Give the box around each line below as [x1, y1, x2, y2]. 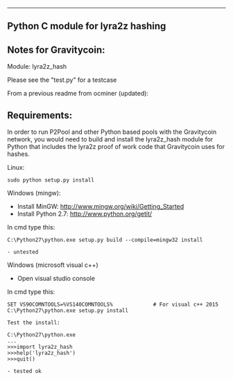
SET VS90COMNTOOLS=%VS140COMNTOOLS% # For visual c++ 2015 [7, 301, 218, 309]
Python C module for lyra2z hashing [7, 20, 166, 32]
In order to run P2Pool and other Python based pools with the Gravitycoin [7, 128, 217, 136]
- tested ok [7, 368, 42, 375]
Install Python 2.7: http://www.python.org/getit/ [17, 209, 153, 218]
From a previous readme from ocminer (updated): [7, 89, 149, 98]
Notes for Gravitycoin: [7, 44, 105, 55]
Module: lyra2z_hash [7, 62, 67, 71]
